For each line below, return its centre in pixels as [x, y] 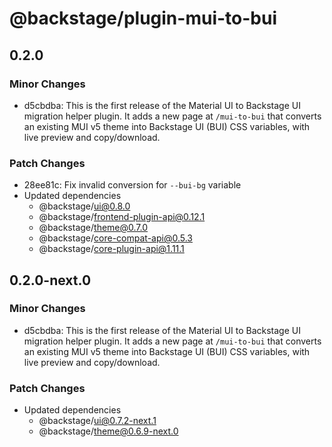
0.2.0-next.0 [50, 280]
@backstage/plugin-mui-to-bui [143, 18]
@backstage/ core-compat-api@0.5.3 [115, 238]
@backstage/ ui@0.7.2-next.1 [97, 421]
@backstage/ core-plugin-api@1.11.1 [111, 249]
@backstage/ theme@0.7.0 [93, 228]
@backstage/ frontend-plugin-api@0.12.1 [122, 217]
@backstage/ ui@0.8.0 [84, 206]
